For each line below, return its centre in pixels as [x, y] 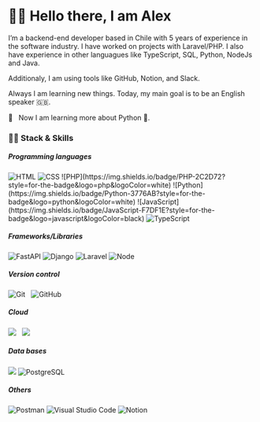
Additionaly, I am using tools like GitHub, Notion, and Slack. [104, 78]
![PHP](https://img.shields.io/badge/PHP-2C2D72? [144, 176]
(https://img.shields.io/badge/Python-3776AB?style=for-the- [107, 193]
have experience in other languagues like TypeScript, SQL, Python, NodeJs [130, 54]
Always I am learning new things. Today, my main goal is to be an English [127, 93]
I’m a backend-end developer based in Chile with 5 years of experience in [128, 38]
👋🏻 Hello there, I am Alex [90, 16]
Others [20, 390]
